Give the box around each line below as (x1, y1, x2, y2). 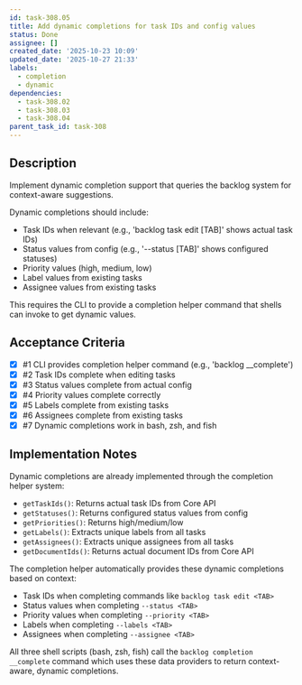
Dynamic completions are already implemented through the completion (9, 470, 273, 481)
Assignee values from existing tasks (22, 282, 157, 292)
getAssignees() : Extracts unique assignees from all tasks (22, 536, 234, 547)
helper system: (9, 480, 65, 491)
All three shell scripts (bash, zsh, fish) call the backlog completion (9, 646, 254, 657)
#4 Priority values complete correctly (22, 389, 161, 400)
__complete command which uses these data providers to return (9, 655, 246, 666)
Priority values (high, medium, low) (22, 263, 152, 273)
